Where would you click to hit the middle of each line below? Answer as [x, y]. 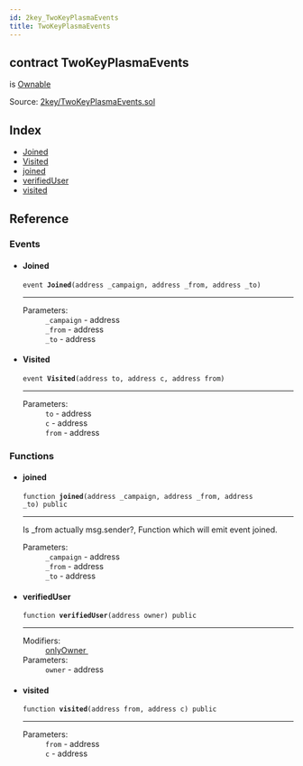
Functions [32, 456]
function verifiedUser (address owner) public [109, 616]
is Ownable [30, 84]
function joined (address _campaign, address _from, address [138, 496]
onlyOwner [65, 651]
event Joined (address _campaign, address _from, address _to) [142, 285]
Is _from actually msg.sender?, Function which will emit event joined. [150, 530]
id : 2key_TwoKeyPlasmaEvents [64, 18]
